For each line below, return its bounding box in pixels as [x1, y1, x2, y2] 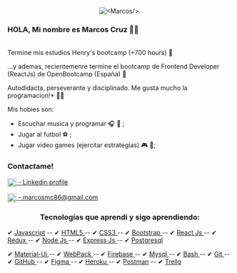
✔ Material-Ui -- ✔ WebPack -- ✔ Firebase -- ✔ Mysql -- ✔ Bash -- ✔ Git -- [7, 250, 231, 259]
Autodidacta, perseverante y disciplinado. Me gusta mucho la [7, 84, 188, 92]
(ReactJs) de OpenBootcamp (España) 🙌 [7, 70, 127, 79]
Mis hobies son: [7, 105, 54, 114]
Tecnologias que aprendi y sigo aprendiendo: [40, 212, 200, 222]
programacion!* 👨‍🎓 [7, 91, 65, 100]
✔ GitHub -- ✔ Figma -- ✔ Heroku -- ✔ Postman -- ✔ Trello [7, 257, 182, 266]
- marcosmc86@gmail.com [17, 193, 99, 202]
